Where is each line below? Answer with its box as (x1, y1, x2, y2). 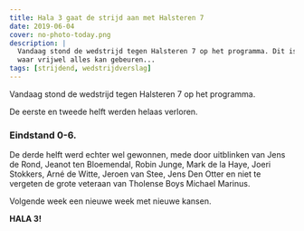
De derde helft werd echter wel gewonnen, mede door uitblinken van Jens (9, 149, 286, 160)
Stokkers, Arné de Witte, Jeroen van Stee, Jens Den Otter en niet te (9, 168, 261, 179)
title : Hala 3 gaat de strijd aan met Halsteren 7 (9, 13, 204, 23)
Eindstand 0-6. (9, 129, 77, 141)
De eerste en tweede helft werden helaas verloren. (9, 106, 198, 117)
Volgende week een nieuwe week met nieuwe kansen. (9, 196, 212, 207)
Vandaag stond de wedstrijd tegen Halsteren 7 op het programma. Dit (17, 47, 285, 56)
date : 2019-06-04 (9, 22, 75, 31)
